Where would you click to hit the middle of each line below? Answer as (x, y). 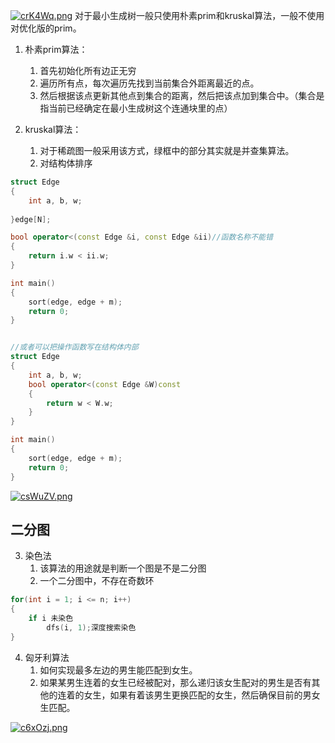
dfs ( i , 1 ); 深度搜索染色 (91, 627)
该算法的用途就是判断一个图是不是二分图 (123, 568)
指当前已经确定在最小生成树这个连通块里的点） (136, 108)
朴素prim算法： (56, 49)
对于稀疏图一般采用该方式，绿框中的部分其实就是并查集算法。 (167, 150)
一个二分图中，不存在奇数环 (97, 581)
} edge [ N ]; (31, 219)
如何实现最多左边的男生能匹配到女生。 (118, 670)
